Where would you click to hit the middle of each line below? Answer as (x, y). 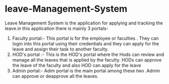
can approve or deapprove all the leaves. (55, 76)
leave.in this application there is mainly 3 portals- (57, 28)
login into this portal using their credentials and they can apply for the (86, 43)
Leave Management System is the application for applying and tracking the (84, 23)
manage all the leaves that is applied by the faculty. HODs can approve (87, 60)
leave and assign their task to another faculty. (60, 49)
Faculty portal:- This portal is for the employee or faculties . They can (86, 38)
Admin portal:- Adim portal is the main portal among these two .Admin (86, 71)
